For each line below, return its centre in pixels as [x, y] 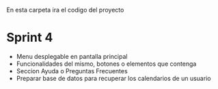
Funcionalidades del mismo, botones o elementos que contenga [106, 64]
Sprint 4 [30, 38]
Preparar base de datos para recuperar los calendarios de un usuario [113, 78]
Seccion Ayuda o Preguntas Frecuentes [72, 71]
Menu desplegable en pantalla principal [72, 56]
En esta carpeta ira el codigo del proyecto [65, 10]
